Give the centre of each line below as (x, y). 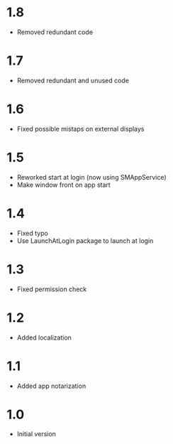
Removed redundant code (55, 32)
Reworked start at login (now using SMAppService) (92, 177)
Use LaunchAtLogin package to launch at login (85, 240)
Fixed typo (33, 233)
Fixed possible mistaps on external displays (80, 129)
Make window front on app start (63, 185)
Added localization (44, 337)
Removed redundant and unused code (73, 80)
